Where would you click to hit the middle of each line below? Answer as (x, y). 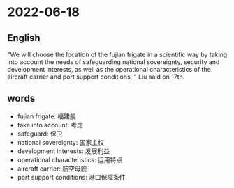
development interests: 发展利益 (64, 151)
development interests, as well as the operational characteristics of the (109, 69)
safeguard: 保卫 (40, 134)
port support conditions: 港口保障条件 (71, 177)
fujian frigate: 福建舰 (47, 116)
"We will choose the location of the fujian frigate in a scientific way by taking (117, 54)
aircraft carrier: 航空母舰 (52, 169)
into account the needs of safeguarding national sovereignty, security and (114, 62)
